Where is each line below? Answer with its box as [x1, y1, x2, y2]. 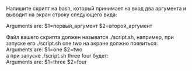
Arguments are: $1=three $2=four [6, 58, 87, 65]
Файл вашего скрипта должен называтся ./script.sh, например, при [6, 34, 174, 40]
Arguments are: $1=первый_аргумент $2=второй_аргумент [6, 23, 153, 29]
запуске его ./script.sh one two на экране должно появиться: [6, 40, 158, 47]
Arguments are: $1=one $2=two [6, 46, 83, 53]
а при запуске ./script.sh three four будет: [6, 52, 109, 59]
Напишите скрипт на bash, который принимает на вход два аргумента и [6, 5, 187, 12]
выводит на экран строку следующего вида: [6, 11, 118, 18]
